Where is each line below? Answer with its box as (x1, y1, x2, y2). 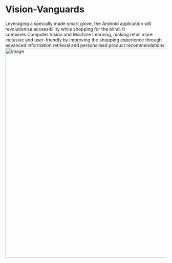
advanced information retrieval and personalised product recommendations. (5, 42, 166, 48)
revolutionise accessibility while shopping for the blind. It (5, 26, 125, 32)
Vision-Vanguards (5, 4, 84, 15)
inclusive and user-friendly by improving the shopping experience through (5, 37, 162, 43)
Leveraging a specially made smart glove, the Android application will (5, 20, 152, 27)
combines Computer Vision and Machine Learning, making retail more (5, 31, 153, 37)
